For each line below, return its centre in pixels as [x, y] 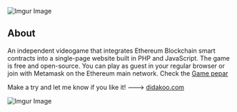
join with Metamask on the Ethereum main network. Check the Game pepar [118, 73]
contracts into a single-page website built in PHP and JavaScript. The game [118, 58]
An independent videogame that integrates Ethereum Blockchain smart [111, 51]
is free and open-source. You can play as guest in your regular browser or [116, 66]
